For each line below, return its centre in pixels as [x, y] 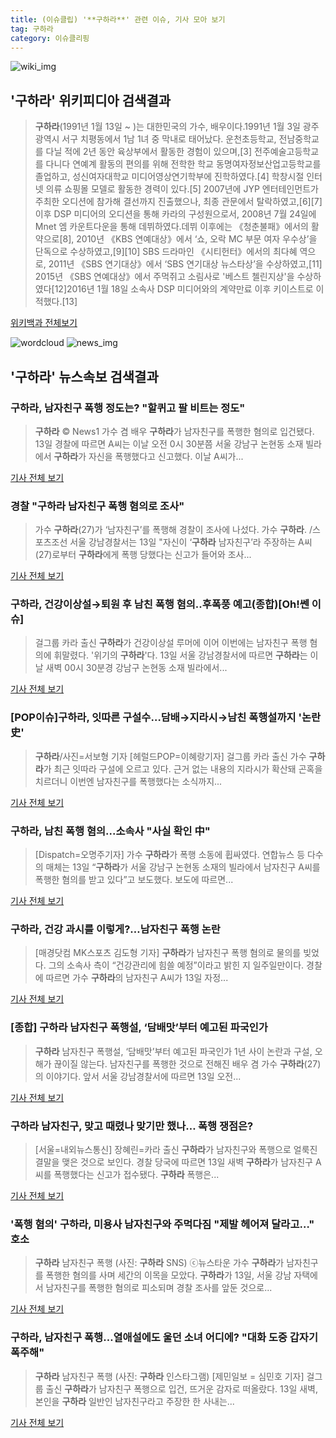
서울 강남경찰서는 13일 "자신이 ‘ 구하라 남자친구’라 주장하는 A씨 [191, 542]
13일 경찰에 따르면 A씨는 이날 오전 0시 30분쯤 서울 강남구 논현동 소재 [169, 443]
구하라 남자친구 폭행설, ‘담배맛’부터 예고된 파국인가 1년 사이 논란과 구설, [173, 1051]
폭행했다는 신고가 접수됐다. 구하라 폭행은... [136, 1174]
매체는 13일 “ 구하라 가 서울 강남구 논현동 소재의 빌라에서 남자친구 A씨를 [183, 867]
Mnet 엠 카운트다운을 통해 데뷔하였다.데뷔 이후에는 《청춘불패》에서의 [171, 227]
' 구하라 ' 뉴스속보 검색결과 [84, 376]
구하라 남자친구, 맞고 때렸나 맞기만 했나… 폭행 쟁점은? [132, 1126]
